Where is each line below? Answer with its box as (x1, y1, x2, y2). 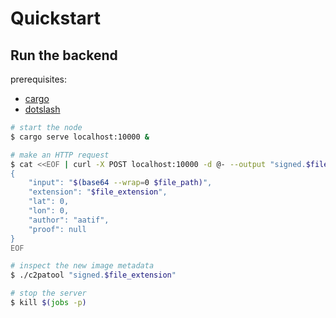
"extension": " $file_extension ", (28, 187, 168, 197)
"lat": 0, (28, 197, 70, 207)
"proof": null (28, 224, 87, 234)
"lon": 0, (28, 206, 70, 216)
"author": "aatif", (28, 215, 110, 225)
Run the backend (10, 47, 118, 64)
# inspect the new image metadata (10, 261, 155, 271)
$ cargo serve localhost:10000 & (10, 132, 150, 142)
